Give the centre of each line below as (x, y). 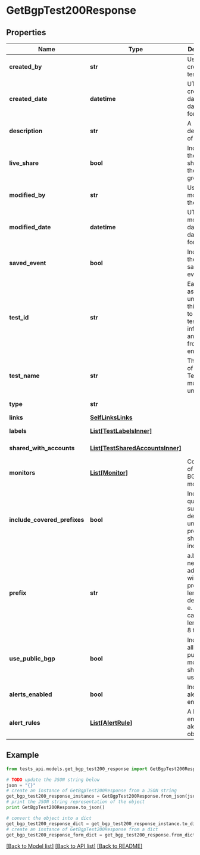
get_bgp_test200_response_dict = (48, 824)
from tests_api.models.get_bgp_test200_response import (77, 769)
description (26, 131)
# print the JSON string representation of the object (76, 802)
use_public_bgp (32, 659)
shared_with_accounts (42, 448)
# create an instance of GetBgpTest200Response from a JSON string (92, 791)
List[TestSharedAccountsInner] (136, 448)
